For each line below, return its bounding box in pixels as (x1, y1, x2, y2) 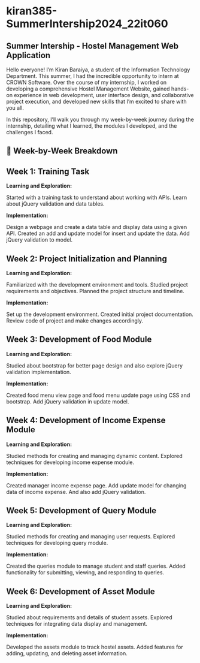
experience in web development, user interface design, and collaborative (14, 92, 195, 98)
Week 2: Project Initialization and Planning (6, 254, 168, 264)
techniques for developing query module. (6, 540, 108, 547)
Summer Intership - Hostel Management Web (6, 41, 178, 51)
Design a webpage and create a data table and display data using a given (6, 224, 187, 231)
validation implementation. (6, 368, 72, 375)
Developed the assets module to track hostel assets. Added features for (6, 643, 184, 651)
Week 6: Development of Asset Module (6, 586, 156, 596)
